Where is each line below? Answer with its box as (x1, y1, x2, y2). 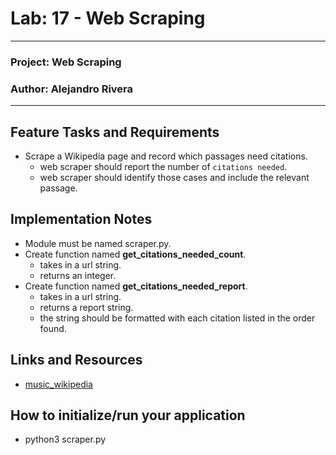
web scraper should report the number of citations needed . (39, 160, 288, 172)
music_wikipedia (24, 378, 93, 390)
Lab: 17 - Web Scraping (10, 7, 206, 30)
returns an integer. (39, 269, 117, 281)
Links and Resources (10, 352, 143, 369)
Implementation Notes (10, 211, 153, 228)
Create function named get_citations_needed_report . (24, 280, 248, 292)
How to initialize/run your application (10, 407, 246, 424)
